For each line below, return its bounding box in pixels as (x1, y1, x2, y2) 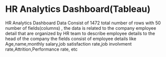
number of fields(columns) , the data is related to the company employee (5, 25, 156, 31)
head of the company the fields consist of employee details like (5, 36, 137, 42)
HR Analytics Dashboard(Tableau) (5, 3, 151, 15)
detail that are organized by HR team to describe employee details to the (5, 30, 155, 36)
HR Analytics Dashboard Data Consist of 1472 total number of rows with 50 (5, 20, 161, 26)
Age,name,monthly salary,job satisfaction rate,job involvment (5, 41, 132, 47)
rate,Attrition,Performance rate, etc (5, 46, 78, 52)
